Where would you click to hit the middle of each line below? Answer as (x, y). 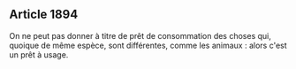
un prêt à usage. (39, 54)
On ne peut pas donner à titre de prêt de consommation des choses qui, (140, 35)
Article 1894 (44, 15)
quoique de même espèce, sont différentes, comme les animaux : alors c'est (148, 45)
